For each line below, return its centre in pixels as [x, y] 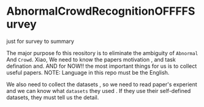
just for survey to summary [40, 41]
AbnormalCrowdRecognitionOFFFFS [101, 11]
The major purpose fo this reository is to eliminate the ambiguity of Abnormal [102, 53]
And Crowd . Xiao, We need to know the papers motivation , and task [91, 59]
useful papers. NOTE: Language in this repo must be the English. [88, 72]
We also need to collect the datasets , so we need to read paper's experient [102, 84]
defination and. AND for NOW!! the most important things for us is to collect [102, 66]
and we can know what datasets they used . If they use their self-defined [99, 90]
